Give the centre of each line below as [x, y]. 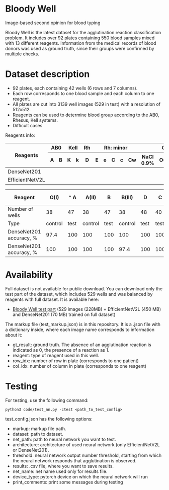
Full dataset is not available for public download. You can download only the [84, 289]
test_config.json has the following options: [49, 419]
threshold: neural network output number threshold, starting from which [87, 455]
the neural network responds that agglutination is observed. [74, 460]
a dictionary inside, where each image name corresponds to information [80, 330]
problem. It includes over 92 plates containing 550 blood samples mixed [80, 38]
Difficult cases [27, 125]
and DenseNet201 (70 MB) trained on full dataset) [64, 314]
